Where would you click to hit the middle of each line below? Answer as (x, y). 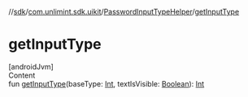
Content (22, 75)
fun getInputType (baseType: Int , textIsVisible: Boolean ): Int (107, 83)
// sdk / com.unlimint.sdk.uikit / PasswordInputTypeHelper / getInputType (124, 12)
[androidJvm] (31, 66)
